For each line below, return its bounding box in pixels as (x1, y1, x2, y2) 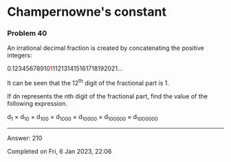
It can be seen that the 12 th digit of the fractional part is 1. (7, 78, 170, 87)
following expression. (7, 100, 67, 108)
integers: (7, 51, 32, 59)
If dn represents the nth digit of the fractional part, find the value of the (7, 92, 208, 100)
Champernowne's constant (7, 4, 167, 20)
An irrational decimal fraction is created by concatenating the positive (7, 44, 204, 52)
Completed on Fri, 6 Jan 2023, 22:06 (7, 147, 112, 155)
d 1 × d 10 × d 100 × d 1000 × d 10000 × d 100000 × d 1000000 (7, 113, 158, 122)
